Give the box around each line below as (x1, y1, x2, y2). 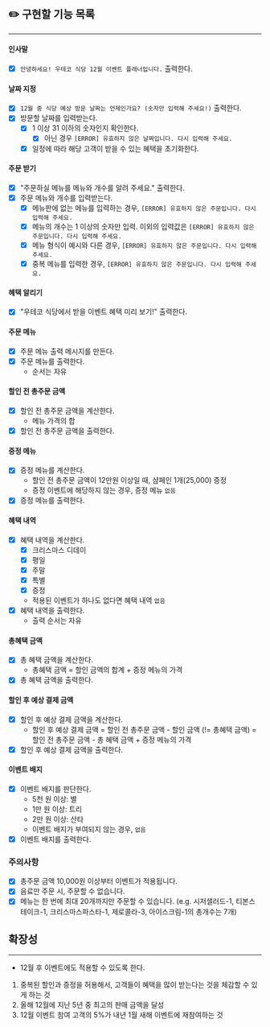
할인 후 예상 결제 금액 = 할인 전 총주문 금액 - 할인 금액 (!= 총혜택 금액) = (31, 724, 257, 734)
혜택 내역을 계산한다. (19, 534, 85, 545)
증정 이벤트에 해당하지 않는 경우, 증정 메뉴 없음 (31, 485, 176, 495)
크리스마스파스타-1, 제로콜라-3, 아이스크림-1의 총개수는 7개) (49, 906, 237, 916)
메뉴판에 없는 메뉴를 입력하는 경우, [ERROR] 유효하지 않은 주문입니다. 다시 (31, 203, 256, 212)
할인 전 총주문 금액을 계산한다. (19, 406, 115, 415)
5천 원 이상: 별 (31, 794, 78, 803)
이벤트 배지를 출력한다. (19, 834, 92, 843)
